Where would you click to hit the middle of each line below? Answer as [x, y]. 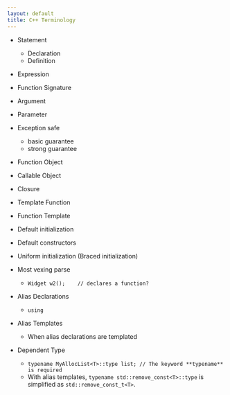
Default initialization [45, 229]
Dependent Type [41, 350]
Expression [33, 74]
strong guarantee [52, 148]
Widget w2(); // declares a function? [88, 283]
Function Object [40, 162]
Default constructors [46, 243]
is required [45, 370]
